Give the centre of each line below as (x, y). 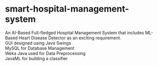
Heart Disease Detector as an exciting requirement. (70, 38)
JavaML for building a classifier (36, 58)
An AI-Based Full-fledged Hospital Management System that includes (75, 33)
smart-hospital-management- (67, 9)
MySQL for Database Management (40, 48)
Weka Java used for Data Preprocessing (45, 53)
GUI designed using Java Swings (38, 43)
